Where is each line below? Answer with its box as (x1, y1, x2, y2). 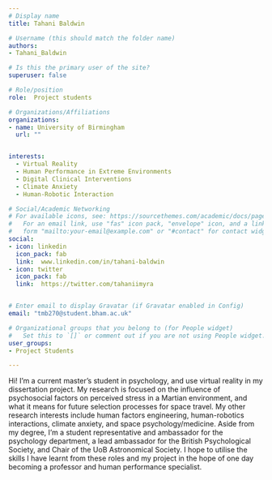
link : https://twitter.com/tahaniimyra (15, 281, 154, 289)
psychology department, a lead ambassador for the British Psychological (8, 436, 252, 446)
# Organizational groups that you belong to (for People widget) (8, 324, 233, 332)
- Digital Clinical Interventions (15, 175, 132, 183)
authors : (8, 41, 38, 49)
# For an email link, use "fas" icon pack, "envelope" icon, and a (8, 220, 249, 228)
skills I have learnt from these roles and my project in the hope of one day (8, 453, 254, 463)
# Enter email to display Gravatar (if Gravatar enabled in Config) (8, 302, 244, 311)
